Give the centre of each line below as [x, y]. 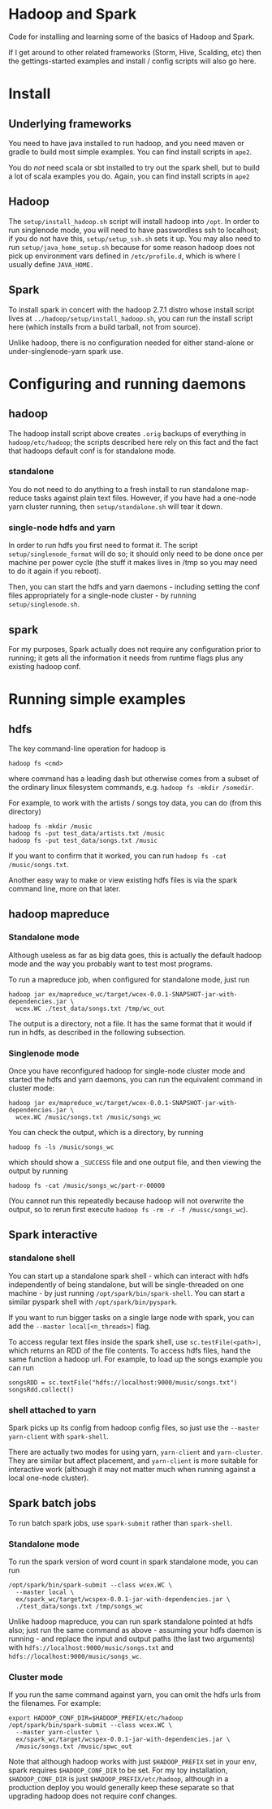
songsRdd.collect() [41, 1389]
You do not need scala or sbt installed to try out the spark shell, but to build [134, 167]
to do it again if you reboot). [55, 571]
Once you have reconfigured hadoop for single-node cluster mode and [127, 1071]
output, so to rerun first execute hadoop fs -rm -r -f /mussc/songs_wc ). [128, 1209]
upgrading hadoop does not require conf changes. [93, 1796]
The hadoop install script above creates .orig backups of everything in [127, 433]
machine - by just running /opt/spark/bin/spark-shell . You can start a [127, 1293]
